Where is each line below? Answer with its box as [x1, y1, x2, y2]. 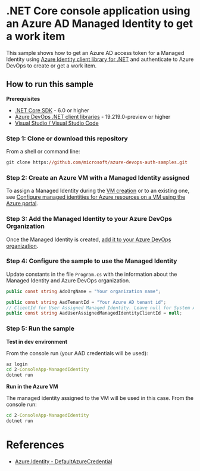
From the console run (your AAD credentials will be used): [6, 349, 148, 356]
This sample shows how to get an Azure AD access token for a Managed [6, 49, 185, 56]
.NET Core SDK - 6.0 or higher [14, 106, 89, 114]
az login [6, 361, 28, 367]
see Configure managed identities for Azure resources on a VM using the [6, 193, 186, 201]
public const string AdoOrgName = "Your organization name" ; [6, 288, 161, 294]
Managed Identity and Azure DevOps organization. [6, 276, 131, 284]
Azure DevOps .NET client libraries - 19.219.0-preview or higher [14, 113, 171, 120]
